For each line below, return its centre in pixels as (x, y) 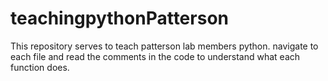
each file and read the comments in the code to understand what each (155, 56)
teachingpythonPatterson (119, 18)
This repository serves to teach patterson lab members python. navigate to (164, 46)
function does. (40, 67)
